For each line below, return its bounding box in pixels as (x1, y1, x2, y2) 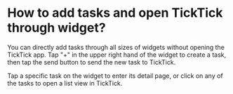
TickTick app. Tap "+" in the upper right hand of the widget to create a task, (7, 51, 227, 59)
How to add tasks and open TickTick (7, 5, 223, 21)
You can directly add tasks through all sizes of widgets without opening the (7, 43, 225, 51)
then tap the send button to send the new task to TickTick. (7, 58, 176, 66)
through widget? (7, 20, 107, 36)
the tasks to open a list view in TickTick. (7, 79, 123, 87)
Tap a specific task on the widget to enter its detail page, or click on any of (7, 72, 223, 80)
